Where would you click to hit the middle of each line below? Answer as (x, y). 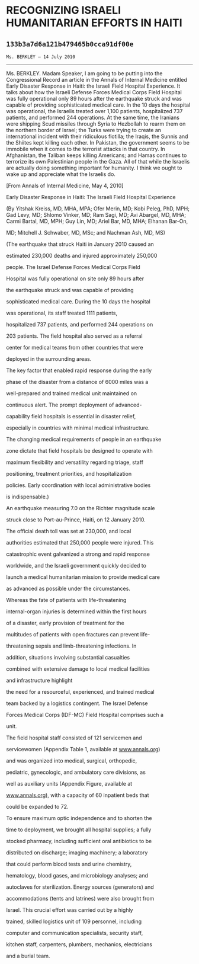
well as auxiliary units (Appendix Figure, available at (69, 784)
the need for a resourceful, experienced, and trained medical (81, 692)
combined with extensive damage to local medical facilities (78, 669)
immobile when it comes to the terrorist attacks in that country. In (86, 149)
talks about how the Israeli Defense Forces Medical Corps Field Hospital (94, 92)
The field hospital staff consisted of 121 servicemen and (74, 738)
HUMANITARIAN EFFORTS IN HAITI (94, 23)
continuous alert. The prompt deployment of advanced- (74, 405)
